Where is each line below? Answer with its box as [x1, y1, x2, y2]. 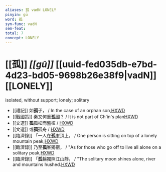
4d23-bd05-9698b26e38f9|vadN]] [5, 70, 157, 81]
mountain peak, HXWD [12, 138, 59, 144]
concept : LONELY [5, 36, 39, 41]
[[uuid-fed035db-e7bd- [55, 59, 157, 70]
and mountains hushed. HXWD [12, 161, 75, 167]
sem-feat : [5, 26, 26, 31]
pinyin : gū [5, 12, 28, 17]
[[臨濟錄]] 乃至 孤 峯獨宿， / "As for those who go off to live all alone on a [12, 144, 161, 150]
